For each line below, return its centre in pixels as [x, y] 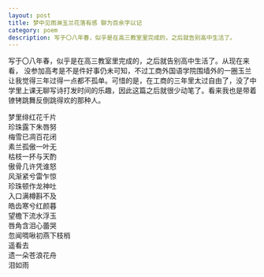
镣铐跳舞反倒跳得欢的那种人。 [56, 100]
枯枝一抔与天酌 [32, 157]
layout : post [30, 15]
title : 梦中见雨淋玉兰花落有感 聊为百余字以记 [75, 23]
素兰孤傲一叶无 [32, 147]
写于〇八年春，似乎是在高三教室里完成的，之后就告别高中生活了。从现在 [125, 61]
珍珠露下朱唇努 [32, 127]
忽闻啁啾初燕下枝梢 [39, 236]
